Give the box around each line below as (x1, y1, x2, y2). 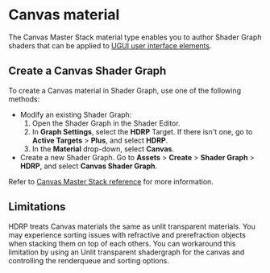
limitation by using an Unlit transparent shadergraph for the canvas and (8, 247, 245, 257)
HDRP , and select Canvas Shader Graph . (19, 161, 158, 171)
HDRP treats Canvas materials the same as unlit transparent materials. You (8, 221, 255, 231)
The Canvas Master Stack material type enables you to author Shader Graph (8, 32, 262, 42)
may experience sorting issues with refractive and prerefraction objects (8, 230, 246, 239)
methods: (8, 94, 40, 104)
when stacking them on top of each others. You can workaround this (8, 238, 236, 248)
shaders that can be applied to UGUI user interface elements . (8, 40, 212, 50)
